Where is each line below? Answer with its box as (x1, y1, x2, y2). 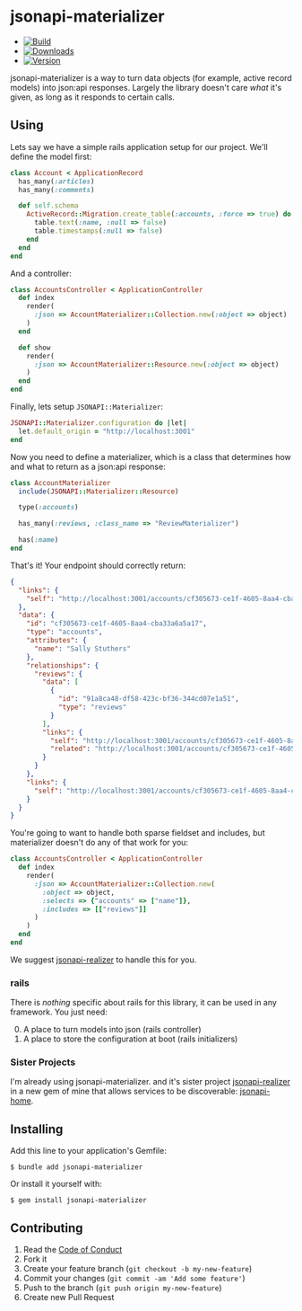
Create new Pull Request (22, 1292, 115, 1303)
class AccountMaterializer (10, 478, 111, 487)
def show (18, 343, 51, 352)
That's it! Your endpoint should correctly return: (10, 560, 186, 571)
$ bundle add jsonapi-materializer (10, 1163, 143, 1172)
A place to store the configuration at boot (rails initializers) (22, 1033, 238, 1044)
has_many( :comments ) (18, 185, 95, 194)
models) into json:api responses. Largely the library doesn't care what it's (10, 82, 282, 93)
